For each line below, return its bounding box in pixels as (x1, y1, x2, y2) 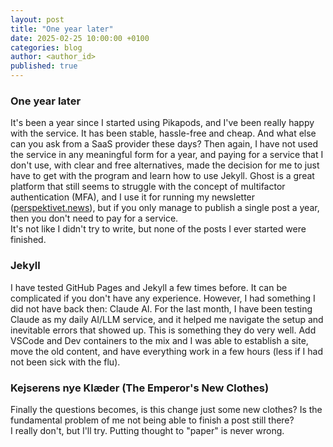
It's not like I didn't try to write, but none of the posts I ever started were (10, 223, 307, 235)
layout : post (10, 14, 65, 25)
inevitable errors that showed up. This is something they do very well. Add (10, 324, 317, 336)
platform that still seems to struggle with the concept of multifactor (10, 181, 286, 193)
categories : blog (10, 42, 83, 53)
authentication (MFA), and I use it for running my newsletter (10, 191, 256, 203)
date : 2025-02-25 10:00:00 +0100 (10, 33, 150, 43)
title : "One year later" (10, 24, 114, 34)
